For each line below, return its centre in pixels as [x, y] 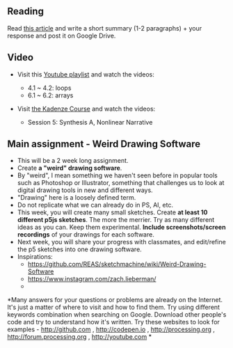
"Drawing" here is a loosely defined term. [77, 198]
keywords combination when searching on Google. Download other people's [117, 315]
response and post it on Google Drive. [62, 35]
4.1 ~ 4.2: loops [49, 88]
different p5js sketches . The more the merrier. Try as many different [116, 220]
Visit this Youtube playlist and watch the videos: [86, 74]
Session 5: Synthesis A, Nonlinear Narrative [90, 122]
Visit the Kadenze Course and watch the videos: [86, 109]
